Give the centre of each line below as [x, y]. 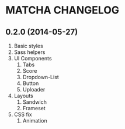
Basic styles [28, 46]
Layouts [23, 96]
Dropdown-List [41, 77]
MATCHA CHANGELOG [62, 10]
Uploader [34, 89]
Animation [35, 120]
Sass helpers [29, 52]
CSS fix [23, 114]
